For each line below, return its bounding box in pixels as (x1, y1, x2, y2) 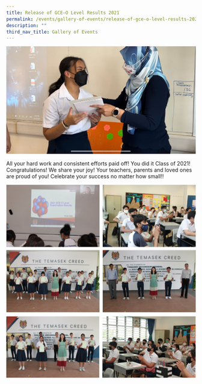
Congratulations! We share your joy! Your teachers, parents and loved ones (6, 166, 192, 174)
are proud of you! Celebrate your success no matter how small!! (6, 173, 164, 180)
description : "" (6, 22, 47, 28)
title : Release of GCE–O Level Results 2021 (6, 10, 120, 16)
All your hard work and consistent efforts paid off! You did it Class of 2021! (6, 160, 191, 167)
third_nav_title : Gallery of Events (6, 29, 98, 35)
